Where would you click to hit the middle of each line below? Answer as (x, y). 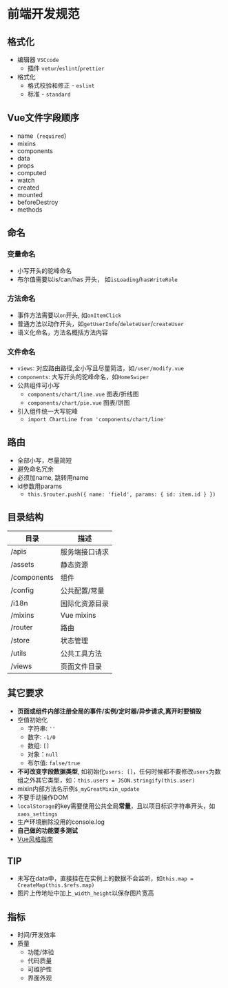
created (28, 188)
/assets (22, 564)
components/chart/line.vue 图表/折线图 (83, 394)
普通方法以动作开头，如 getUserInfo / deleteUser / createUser (100, 323)
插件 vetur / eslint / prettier (66, 68)
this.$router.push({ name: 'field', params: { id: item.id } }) (122, 494)
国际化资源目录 (84, 603)
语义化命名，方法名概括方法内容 (62, 332)
